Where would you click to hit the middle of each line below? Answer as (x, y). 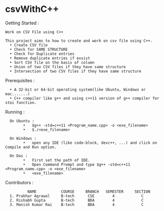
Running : (15, 112)
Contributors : (19, 182)
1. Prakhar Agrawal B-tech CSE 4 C (77, 196)
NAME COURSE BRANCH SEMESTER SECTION (89, 192)
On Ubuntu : (22, 121)
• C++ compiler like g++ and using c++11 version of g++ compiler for (84, 98)
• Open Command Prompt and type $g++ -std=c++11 (77, 164)
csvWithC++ (32, 9)
